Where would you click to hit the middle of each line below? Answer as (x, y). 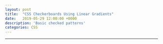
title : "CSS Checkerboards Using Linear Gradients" (59, 14)
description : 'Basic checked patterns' (45, 23)
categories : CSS (21, 28)
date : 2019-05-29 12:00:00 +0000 (41, 18)
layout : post (18, 9)
